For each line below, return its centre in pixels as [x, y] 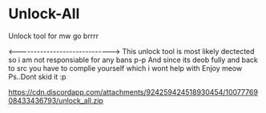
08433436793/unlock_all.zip [56, 100]
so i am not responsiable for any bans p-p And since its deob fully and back [133, 60]
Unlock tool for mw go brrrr [53, 36]
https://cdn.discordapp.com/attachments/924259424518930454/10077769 [133, 92]
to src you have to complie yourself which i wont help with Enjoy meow [125, 68]
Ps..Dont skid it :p [37, 76]
